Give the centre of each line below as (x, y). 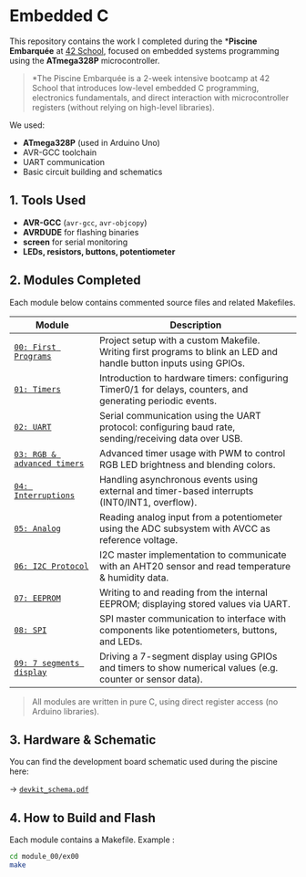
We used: (27, 125)
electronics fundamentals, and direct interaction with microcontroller (160, 98)
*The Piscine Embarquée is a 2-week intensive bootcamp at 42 (151, 78)
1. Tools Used (48, 200)
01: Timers (37, 389)
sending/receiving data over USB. (171, 438)
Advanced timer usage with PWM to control (192, 453)
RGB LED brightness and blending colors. (187, 465)
